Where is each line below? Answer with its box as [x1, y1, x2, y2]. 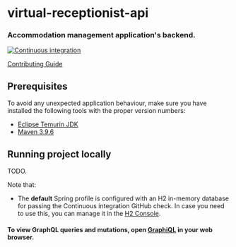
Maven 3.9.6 [17, 128, 54, 136]
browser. [7, 233, 35, 241]
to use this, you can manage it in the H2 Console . [17, 210, 161, 218]
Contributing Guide [7, 60, 63, 68]
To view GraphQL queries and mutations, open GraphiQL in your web [7, 225, 213, 234]
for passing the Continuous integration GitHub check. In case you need [17, 202, 225, 210]
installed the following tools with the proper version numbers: [7, 107, 186, 115]
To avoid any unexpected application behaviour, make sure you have [7, 99, 207, 107]
